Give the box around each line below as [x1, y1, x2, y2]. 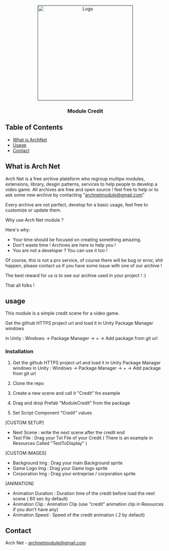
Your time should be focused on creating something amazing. [12, 236, 142, 243]
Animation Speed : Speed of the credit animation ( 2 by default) [12, 511, 145, 518]
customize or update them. [5, 207, 62, 213]
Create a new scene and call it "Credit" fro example [12, 390, 120, 396]
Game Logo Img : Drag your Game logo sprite [12, 465, 108, 471]
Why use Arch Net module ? [5, 217, 64, 223]
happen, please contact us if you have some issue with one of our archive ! [5, 262, 162, 268]
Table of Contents [5, 123, 63, 132]
